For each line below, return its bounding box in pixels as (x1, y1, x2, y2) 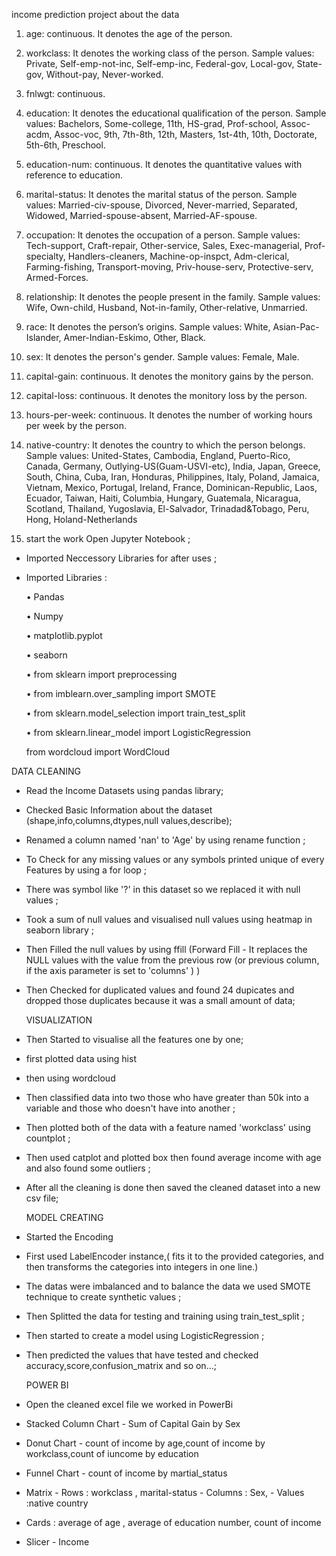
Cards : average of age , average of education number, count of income (25, 1517, 322, 1528)
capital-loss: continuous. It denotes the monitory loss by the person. (25, 390, 308, 401)
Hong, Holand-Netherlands (25, 514, 138, 525)
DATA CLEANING (11, 765, 82, 777)
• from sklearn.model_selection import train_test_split (25, 707, 246, 719)
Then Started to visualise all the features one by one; (25, 1034, 244, 1045)
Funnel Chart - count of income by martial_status (25, 1467, 228, 1479)
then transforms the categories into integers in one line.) (25, 1261, 259, 1273)
